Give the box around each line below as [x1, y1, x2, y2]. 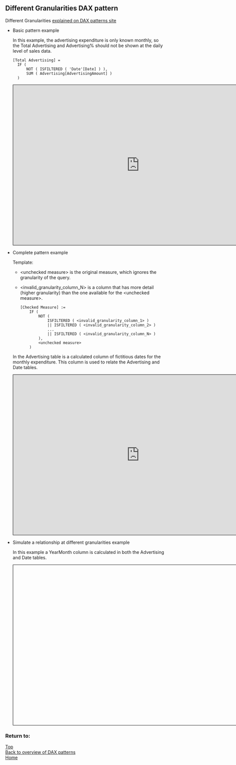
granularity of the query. [20, 274, 71, 280]
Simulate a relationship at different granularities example [12, 539, 130, 545]
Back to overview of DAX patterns [5, 749, 76, 755]
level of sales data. [12, 48, 52, 54]
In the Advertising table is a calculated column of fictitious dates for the [12, 353, 161, 359]
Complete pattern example [12, 249, 68, 255]
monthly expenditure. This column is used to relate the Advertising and [12, 359, 160, 365]
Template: [12, 259, 34, 265]
